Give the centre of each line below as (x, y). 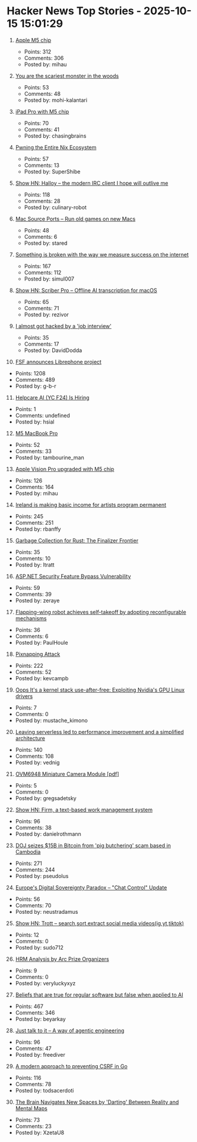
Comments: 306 (44, 58)
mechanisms (31, 618)
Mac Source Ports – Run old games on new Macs (75, 219)
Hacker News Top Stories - (74, 11)
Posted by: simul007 (49, 279)
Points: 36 (28, 630)
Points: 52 (28, 444)
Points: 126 (29, 480)
